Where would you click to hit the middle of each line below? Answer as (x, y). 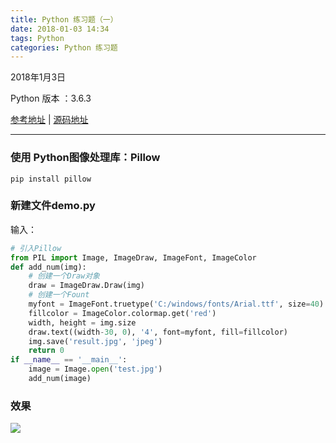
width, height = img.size (82, 322)
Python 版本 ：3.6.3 (51, 98)
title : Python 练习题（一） (64, 19)
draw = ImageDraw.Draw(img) (86, 286)
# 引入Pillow (36, 248)
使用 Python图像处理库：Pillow (85, 158)
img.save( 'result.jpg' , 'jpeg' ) (95, 341)
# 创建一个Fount (59, 295)
